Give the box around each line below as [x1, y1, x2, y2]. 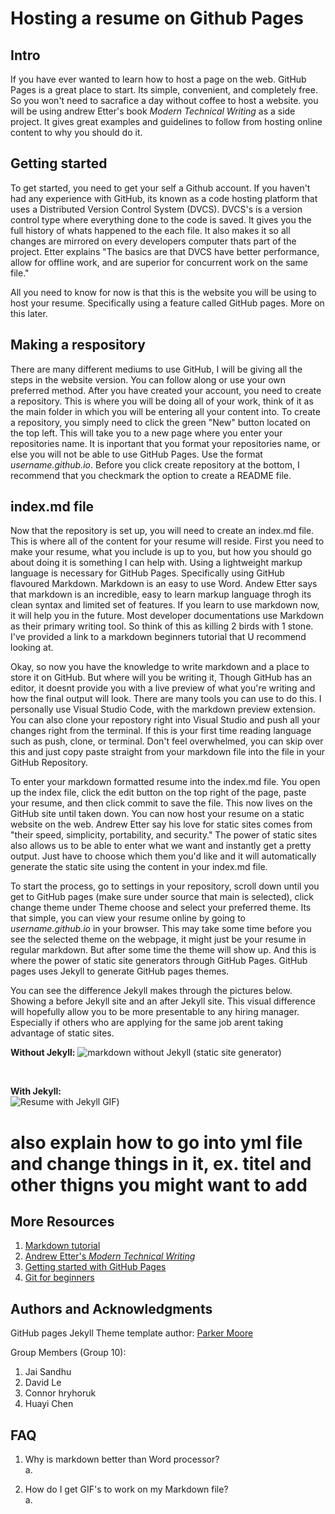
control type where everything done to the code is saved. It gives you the [10, 213, 312, 226]
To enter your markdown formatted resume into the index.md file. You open [10, 776, 321, 788]
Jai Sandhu [24, 1366, 72, 1378]
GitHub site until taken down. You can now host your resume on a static [10, 808, 305, 820]
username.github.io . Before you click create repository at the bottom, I [10, 458, 300, 471]
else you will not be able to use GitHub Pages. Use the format [10, 448, 263, 460]
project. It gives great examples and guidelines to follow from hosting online [10, 116, 323, 127]
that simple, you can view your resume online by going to [10, 912, 246, 924]
